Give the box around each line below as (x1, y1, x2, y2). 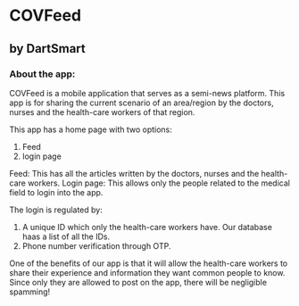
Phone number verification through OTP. (21, 240, 171, 251)
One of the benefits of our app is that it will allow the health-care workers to (9, 258, 288, 269)
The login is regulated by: (9, 204, 103, 215)
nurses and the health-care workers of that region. (9, 106, 195, 117)
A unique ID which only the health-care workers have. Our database (21, 221, 272, 232)
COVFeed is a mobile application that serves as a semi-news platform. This (9, 87, 286, 98)
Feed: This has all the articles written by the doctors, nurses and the (9, 168, 260, 178)
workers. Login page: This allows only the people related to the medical (28, 178, 290, 188)
